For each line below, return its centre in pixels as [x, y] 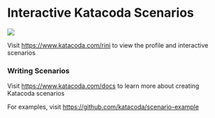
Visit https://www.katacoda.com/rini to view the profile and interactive [108, 45]
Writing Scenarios [38, 71]
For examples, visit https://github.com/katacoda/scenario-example [103, 107]
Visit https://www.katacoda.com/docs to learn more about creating [103, 86]
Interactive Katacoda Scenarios [101, 13]
